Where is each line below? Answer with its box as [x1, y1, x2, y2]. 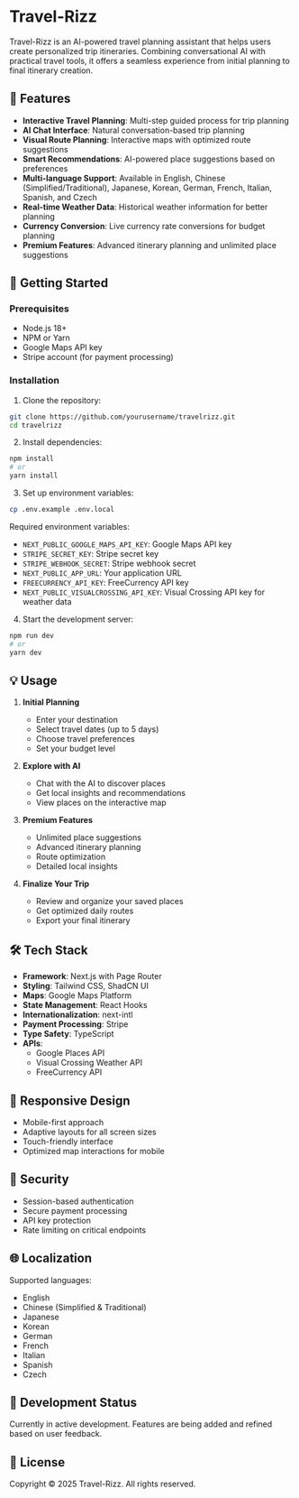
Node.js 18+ [22, 323, 68, 334]
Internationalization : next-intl [22, 1009, 133, 1021]
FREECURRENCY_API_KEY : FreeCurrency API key [22, 577, 189, 587]
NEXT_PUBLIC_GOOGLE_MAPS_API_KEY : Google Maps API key [22, 539, 232, 550]
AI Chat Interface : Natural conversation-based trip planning [22, 125, 245, 135]
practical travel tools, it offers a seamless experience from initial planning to [9, 55, 290, 66]
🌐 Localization [9, 1251, 93, 1266]
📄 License [9, 1455, 66, 1470]
